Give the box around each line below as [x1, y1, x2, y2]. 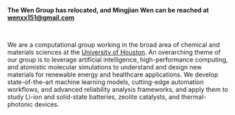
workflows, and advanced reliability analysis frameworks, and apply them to [7, 86, 229, 93]
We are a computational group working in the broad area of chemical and [7, 41, 220, 48]
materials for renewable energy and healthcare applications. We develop [7, 70, 219, 79]
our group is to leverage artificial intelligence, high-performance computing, [7, 55, 228, 64]
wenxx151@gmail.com [7, 13, 75, 22]
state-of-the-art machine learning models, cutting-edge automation [7, 78, 204, 86]
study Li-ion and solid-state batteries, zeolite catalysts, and [7, 93, 180, 101]
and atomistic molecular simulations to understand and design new [7, 63, 203, 71]
